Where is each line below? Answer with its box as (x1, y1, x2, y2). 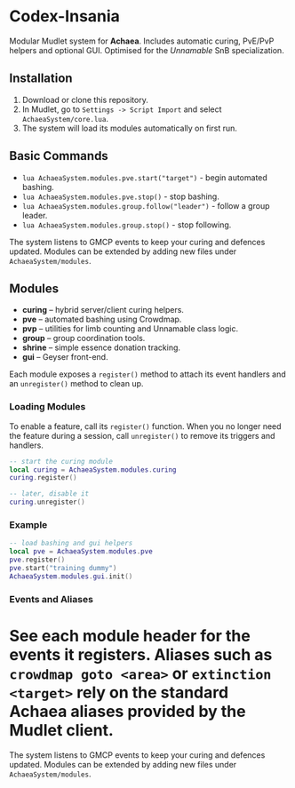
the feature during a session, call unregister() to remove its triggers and (9, 430, 275, 441)
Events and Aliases (9, 593, 93, 605)
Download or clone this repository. (21, 94, 148, 105)
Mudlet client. (9, 720, 114, 740)
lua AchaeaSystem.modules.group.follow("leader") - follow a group (21, 200, 270, 211)
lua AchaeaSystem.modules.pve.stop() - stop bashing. (21, 191, 219, 202)
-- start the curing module (9, 457, 114, 466)
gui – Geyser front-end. (21, 352, 108, 362)
